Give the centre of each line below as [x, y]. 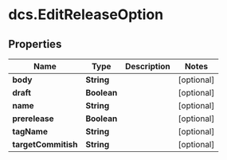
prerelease [33, 119]
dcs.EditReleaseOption [86, 15]
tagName [30, 131]
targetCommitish [45, 144]
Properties [35, 44]
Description [148, 66]
